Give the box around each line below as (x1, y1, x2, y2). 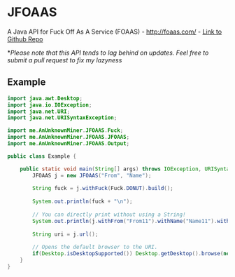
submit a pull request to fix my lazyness (7, 55, 122, 64)
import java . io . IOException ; (7, 101, 92, 109)
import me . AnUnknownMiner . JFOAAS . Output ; (7, 140, 130, 147)
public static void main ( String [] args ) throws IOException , (20, 165, 201, 173)
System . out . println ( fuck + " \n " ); (32, 198, 133, 205)
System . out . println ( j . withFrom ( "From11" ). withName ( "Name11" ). (32, 217, 218, 224)
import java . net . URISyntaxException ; (7, 114, 117, 121)
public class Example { (7, 152, 77, 160)
